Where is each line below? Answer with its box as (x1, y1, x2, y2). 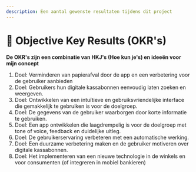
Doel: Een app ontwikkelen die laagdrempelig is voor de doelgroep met (14, 121, 187, 128)
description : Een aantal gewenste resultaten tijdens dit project (6, 8, 172, 15)
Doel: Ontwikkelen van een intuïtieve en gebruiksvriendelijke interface (14, 96, 184, 103)
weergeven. (14, 90, 44, 97)
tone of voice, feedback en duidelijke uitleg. (14, 127, 121, 134)
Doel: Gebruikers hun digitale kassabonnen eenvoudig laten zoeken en (14, 84, 187, 91)
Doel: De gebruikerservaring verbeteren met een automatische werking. (14, 134, 190, 141)
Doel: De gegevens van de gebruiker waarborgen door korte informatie (14, 108, 187, 115)
